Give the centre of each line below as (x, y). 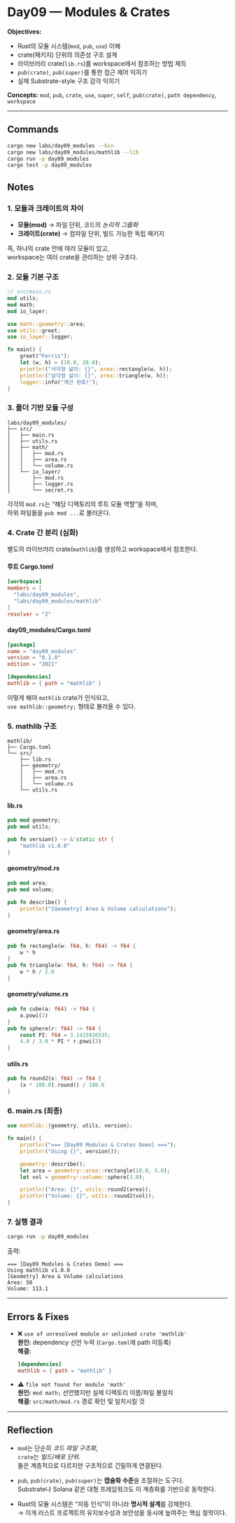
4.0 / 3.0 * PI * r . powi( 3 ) (60, 1042)
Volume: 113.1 (28, 1289)
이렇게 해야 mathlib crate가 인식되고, (58, 697)
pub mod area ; (28, 883)
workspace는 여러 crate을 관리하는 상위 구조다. (72, 257)
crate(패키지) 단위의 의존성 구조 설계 (67, 55)
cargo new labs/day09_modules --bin (60, 145)
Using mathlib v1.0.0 (39, 1271)
